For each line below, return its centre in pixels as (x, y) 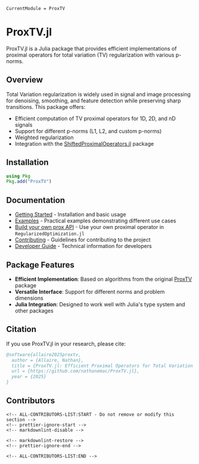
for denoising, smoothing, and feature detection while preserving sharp (94, 101)
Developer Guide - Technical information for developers (83, 246)
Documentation (36, 200)
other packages (34, 311)
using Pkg (18, 176)
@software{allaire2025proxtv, (44, 355)
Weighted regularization (44, 137)
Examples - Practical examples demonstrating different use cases (96, 221)
